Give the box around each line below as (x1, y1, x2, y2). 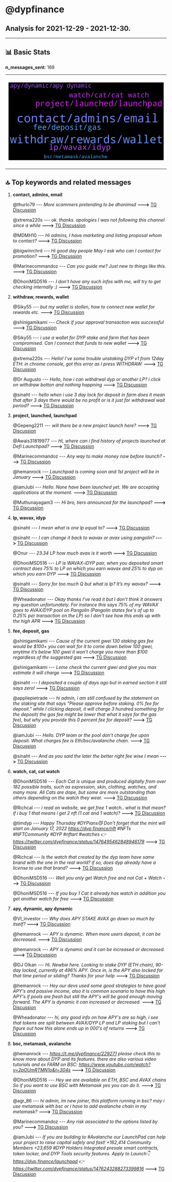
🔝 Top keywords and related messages (5, 178, 132, 187)
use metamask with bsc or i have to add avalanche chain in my (12, 1103, 147, 1109)
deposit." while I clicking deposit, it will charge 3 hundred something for (12, 706, 164, 712)
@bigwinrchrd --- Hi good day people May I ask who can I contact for (12, 248, 161, 254)
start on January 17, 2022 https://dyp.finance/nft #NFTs (12, 825, 132, 832)
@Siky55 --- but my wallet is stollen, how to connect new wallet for (12, 304, 155, 310)
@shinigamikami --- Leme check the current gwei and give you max (12, 664, 157, 671)
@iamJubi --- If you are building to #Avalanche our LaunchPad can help (12, 1134, 166, 1140)
